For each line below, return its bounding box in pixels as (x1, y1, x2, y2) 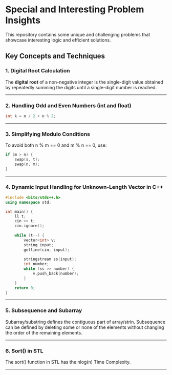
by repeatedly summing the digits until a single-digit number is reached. (5, 84, 157, 90)
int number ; (24, 262, 50, 267)
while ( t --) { (14, 233, 45, 238)
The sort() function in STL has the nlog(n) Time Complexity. (5, 359, 131, 365)
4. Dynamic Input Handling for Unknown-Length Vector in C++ (5, 183, 164, 190)
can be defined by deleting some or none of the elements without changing (5, 324, 164, 330)
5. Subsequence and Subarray (5, 307, 82, 314)
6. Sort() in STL (5, 347, 44, 354)
